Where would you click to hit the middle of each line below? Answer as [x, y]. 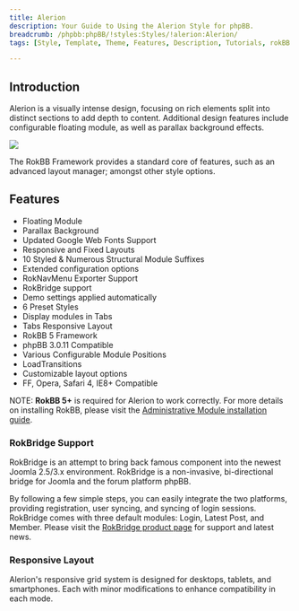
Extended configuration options [81, 268]
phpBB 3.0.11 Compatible [68, 345]
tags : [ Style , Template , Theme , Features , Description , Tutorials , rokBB [150, 43]
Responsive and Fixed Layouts [78, 249]
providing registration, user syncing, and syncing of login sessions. [133, 509]
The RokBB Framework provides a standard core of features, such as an [142, 161]
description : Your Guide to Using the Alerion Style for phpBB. [132, 26]
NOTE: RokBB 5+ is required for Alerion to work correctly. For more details [146, 400]
